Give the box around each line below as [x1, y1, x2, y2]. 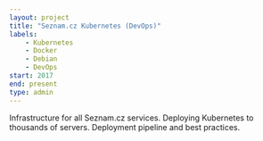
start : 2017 [9, 71, 53, 80]
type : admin [9, 87, 53, 96]
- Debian [25, 54, 58, 63]
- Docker [25, 46, 58, 55]
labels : [9, 29, 38, 38]
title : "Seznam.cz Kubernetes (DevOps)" [9, 21, 162, 30]
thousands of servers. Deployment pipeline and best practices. [9, 121, 241, 132]
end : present [9, 79, 58, 88]
